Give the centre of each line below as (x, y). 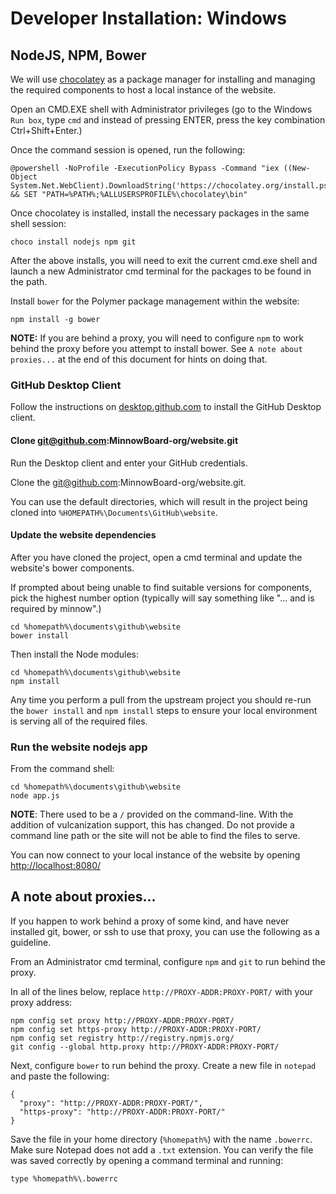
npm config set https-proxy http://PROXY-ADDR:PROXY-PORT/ (136, 1029)
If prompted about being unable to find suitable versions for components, (161, 587)
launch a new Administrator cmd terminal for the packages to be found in (161, 271)
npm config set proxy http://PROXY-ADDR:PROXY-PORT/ (122, 1020)
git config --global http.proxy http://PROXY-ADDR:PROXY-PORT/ (145, 1047)
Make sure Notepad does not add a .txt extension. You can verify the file (162, 1149)
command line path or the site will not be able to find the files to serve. (155, 835)
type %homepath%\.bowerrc (64, 1178)
